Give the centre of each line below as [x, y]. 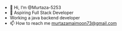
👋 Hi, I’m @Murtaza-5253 [35, 8]
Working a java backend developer [45, 18]
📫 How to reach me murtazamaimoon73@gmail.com [63, 23]
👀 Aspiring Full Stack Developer [41, 13]
